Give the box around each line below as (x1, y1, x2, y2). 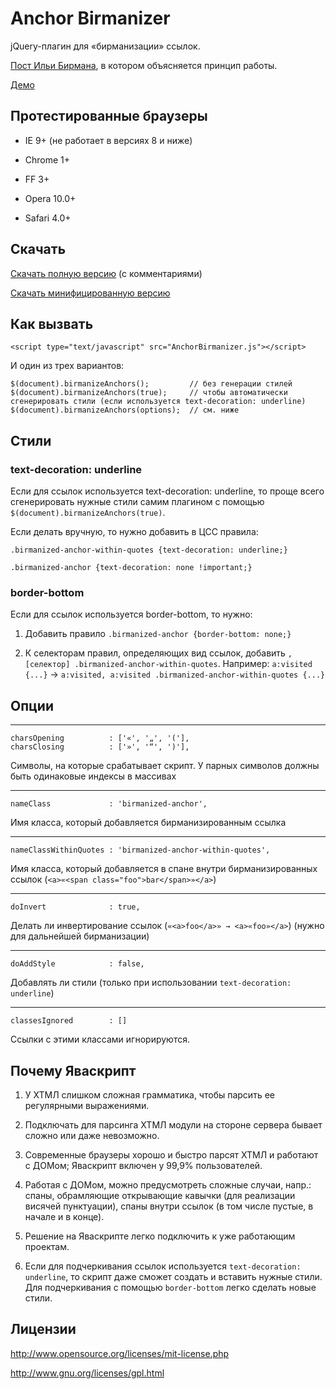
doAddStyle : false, (10, 959, 145, 969)
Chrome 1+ (24, 153, 71, 166)
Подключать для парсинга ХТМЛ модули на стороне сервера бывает (24, 1118, 323, 1131)
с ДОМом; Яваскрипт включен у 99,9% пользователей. (24, 1159, 263, 1171)
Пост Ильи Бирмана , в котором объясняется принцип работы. (10, 59, 278, 71)
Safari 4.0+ (24, 212, 72, 224)
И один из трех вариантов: (10, 360, 125, 372)
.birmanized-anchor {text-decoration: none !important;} (10, 563, 253, 573)
